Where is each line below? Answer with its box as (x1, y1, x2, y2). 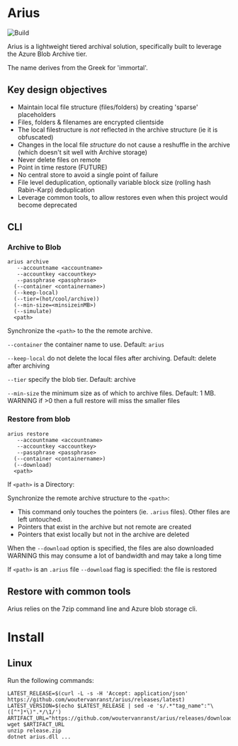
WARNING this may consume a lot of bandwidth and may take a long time (7, 551, 222, 560)
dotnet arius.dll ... (7, 733, 72, 740)
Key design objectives (7, 84, 108, 96)
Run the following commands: (7, 676, 94, 684)
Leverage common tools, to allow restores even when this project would (17, 193, 228, 201)
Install (7, 629, 45, 645)
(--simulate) (13, 308, 52, 315)
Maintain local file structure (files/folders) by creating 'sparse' (17, 103, 198, 111)
